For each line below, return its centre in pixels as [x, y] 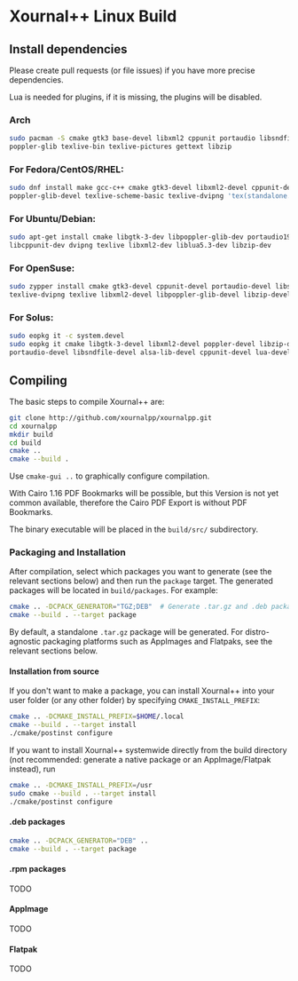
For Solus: [31, 318]
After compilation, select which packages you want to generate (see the [141, 572]
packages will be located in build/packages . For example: [114, 590]
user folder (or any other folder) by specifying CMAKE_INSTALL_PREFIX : [135, 700]
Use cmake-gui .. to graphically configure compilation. [110, 476]
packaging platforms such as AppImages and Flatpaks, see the [158, 642]
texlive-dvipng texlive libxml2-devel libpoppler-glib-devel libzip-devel [150, 295]
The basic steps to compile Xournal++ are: [87, 401]
